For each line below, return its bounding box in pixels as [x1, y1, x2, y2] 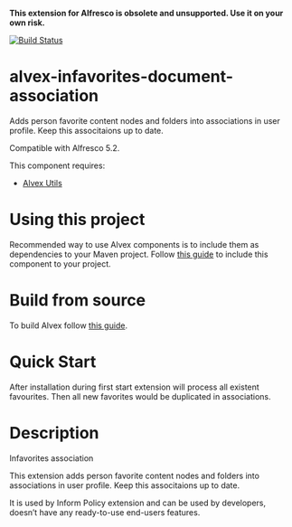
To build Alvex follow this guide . [9, 320, 128, 331]
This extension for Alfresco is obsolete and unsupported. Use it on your [9, 8, 284, 18]
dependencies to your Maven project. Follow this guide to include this [9, 249, 268, 259]
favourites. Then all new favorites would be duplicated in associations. [9, 391, 271, 401]
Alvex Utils [22, 177, 63, 188]
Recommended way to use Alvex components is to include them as [9, 239, 259, 249]
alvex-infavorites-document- [9, 67, 233, 87]
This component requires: [9, 160, 106, 171]
